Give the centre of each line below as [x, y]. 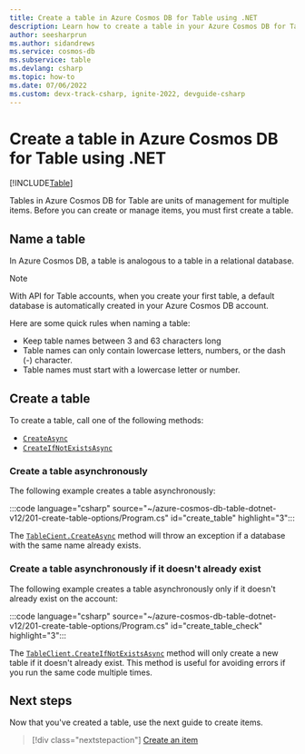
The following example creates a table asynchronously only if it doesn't [143, 589]
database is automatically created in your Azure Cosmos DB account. [139, 306]
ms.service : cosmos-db [52, 52]
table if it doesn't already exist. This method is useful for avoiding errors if [148, 662]
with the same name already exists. [75, 545]
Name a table [48, 238]
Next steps [41, 701]
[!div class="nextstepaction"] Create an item [115, 740]
